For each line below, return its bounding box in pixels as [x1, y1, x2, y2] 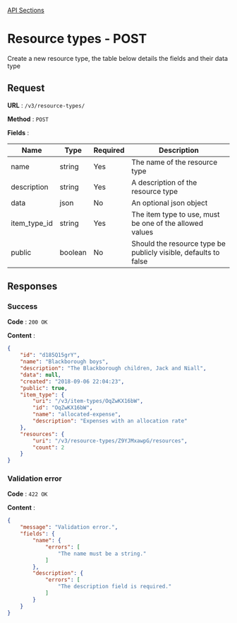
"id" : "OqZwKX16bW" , [32, 404, 93, 411]
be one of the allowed [131, 218, 203, 228]
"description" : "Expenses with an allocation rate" [32, 418, 188, 425]
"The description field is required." [57, 583, 172, 590]
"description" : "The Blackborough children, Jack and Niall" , [20, 365, 207, 372]
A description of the [131, 177, 197, 187]
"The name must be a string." [57, 550, 147, 557]
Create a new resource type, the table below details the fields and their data [7, 54, 228, 62]
